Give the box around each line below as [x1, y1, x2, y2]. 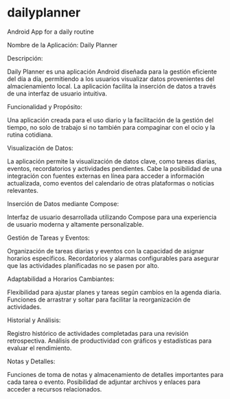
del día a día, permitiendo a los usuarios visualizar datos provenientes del [7, 74, 215, 83]
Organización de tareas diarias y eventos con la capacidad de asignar [7, 247, 205, 255]
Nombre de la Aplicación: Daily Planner [7, 41, 118, 49]
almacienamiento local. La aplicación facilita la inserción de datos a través [7, 82, 216, 90]
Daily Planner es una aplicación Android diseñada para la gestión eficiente [7, 67, 218, 76]
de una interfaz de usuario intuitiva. [7, 89, 108, 98]
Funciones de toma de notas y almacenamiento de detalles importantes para [7, 370, 224, 378]
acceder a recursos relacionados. [7, 385, 102, 393]
